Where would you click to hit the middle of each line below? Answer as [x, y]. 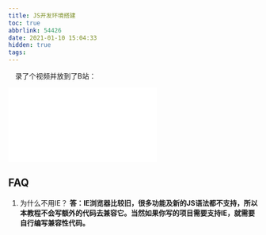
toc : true [25, 23]
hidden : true [30, 45]
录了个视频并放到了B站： [56, 76]
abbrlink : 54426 [35, 30]
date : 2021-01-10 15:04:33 [53, 38]
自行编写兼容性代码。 [54, 222]
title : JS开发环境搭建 [42, 15]
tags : [17, 52]
